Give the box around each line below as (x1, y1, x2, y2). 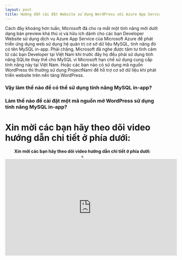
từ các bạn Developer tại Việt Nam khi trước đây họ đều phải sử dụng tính (5, 51, 154, 57)
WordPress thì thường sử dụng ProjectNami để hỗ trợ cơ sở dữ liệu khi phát (5, 67, 156, 73)
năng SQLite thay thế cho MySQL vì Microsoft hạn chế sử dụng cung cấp (5, 56, 153, 62)
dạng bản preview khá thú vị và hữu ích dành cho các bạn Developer (5, 30, 144, 36)
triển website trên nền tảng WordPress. (5, 72, 84, 78)
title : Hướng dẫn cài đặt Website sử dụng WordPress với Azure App (5, 12, 146, 17)
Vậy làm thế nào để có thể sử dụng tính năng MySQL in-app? (5, 84, 152, 91)
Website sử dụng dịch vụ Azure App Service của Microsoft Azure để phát (5, 35, 153, 42)
